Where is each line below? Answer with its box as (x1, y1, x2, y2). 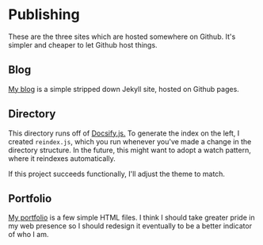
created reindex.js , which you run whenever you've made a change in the (8, 136, 252, 146)
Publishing (8, 6, 81, 24)
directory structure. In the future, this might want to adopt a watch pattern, (8, 145, 251, 155)
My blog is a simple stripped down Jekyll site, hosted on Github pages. (8, 84, 239, 94)
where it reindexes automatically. (8, 153, 116, 163)
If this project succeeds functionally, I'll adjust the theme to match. (8, 169, 226, 178)
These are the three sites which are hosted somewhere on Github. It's (8, 32, 236, 41)
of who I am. (8, 230, 49, 239)
